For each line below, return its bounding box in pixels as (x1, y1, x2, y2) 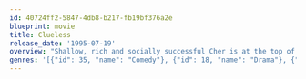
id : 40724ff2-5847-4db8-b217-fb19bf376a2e (9, 13, 173, 23)
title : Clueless (9, 30, 71, 39)
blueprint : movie (9, 22, 76, 31)
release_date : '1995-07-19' (9, 38, 117, 48)
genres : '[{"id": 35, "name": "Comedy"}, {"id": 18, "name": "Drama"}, (9, 55, 287, 64)
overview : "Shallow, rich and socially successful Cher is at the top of (9, 47, 296, 56)
